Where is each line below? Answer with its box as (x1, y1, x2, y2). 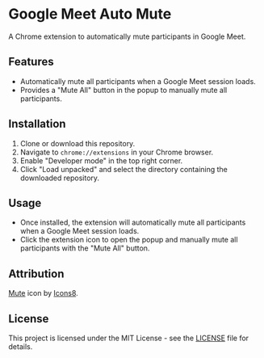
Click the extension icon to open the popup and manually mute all (19, 235, 238, 245)
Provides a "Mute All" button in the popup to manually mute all (19, 85, 228, 95)
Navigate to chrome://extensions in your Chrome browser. (19, 147, 214, 157)
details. (8, 342, 33, 352)
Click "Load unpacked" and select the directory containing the (19, 164, 228, 174)
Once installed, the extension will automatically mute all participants (19, 217, 246, 227)
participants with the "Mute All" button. (19, 243, 150, 253)
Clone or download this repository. (19, 138, 136, 148)
